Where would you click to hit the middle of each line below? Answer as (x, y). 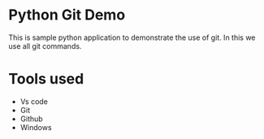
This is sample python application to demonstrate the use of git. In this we (132, 37)
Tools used (46, 79)
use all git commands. (45, 46)
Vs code (34, 101)
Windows (36, 127)
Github (31, 119)
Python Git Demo (67, 15)
